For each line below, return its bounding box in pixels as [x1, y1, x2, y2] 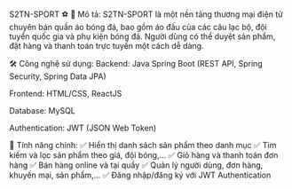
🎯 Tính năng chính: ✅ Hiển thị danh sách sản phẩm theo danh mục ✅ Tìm [9, 140, 277, 150]
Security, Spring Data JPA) [9, 71, 107, 82]
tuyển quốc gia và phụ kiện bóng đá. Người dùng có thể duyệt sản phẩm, [9, 31, 276, 42]
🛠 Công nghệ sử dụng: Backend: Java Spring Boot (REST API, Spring [9, 59, 264, 68]
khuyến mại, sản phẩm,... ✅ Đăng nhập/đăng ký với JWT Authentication [9, 169, 272, 180]
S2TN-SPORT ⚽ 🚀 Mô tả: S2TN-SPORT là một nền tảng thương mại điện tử [9, 9, 284, 20]
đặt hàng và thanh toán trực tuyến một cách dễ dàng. [9, 41, 204, 51]
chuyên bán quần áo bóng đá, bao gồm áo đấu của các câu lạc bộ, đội [9, 22, 268, 32]
